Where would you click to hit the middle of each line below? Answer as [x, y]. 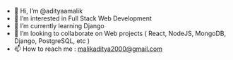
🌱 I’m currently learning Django [59, 26]
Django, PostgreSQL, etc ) [52, 41]
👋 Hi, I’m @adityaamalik [48, 11]
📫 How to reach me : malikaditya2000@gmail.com [88, 49]
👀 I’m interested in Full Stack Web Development [83, 18]
